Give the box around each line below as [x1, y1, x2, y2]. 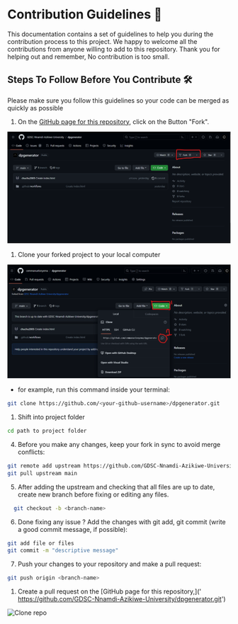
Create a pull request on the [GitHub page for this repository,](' [17, 587, 202, 596]
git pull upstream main [7, 470, 78, 477]
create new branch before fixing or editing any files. [17, 490, 169, 499]
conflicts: [17, 448, 45, 456]
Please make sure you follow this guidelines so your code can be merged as [7, 96, 229, 105]
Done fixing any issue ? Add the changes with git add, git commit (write [17, 517, 227, 526]
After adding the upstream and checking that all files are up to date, [17, 482, 215, 491]
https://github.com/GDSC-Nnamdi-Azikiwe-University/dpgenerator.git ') [17, 595, 226, 603]
